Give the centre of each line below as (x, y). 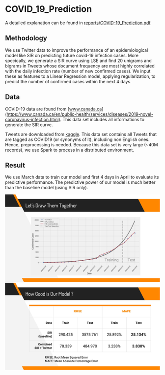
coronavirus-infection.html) (33, 119)
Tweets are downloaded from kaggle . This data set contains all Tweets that (81, 134)
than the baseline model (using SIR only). (47, 188)
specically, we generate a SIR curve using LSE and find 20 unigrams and (79, 61)
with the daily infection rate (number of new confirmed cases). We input (78, 71)
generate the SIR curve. (29, 125)
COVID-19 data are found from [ (37, 109)
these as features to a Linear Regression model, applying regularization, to (80, 76)
